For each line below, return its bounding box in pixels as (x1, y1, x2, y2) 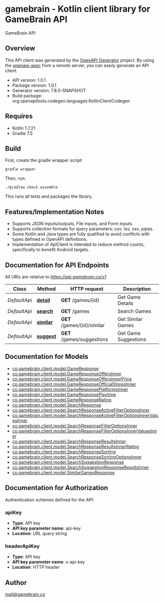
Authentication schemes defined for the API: (5, 497, 94, 503)
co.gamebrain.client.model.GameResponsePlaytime (12, 392, 116, 397)
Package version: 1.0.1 (12, 82, 57, 88)
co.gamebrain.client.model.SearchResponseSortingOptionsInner (12, 454, 142, 460)
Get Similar (117, 316, 143, 323)
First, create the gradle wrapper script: (5, 158, 83, 163)
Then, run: (5, 175, 26, 182)
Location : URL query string (12, 530, 67, 536)
